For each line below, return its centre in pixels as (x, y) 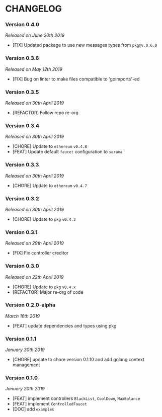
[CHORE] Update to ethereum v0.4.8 (50, 146)
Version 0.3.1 (21, 232)
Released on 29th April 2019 (34, 243)
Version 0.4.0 (22, 25)
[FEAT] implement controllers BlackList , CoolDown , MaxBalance (76, 398)
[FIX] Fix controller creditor (40, 253)
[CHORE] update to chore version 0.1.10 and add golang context (78, 360)
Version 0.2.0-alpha (30, 305)
